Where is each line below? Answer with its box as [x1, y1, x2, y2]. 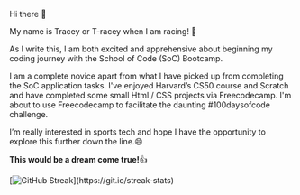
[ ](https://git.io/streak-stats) [9, 175, 174, 185]
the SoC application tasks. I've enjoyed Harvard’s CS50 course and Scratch [9, 80, 289, 90]
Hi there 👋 [9, 9, 47, 19]
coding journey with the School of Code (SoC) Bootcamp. [9, 53, 223, 63]
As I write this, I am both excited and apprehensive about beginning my [9, 43, 273, 54]
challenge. [9, 109, 49, 119]
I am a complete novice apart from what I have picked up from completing [9, 70, 284, 81]
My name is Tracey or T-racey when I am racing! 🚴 [9, 26, 197, 36]
